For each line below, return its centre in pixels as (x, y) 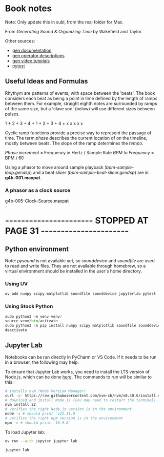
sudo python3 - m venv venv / (34, 316)
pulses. (12, 114)
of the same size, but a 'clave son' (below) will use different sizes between (80, 108)
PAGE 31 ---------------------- (67, 231)
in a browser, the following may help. (42, 362)
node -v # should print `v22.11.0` (41, 414)
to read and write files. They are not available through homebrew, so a (75, 266)
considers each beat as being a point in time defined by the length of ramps (81, 98)
